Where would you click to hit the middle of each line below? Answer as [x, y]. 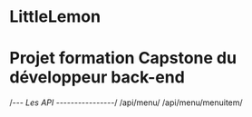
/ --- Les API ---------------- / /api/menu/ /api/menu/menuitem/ [126, 102]
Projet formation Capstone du [123, 58]
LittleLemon [55, 17]
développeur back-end [97, 78]
